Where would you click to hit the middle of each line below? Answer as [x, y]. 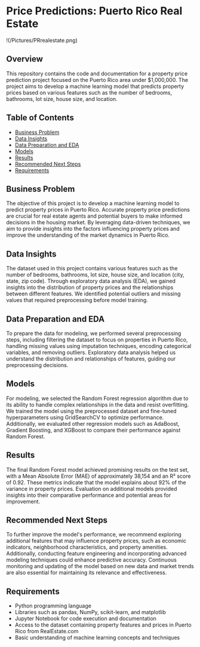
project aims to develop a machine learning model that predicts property [95, 86]
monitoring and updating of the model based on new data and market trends [100, 566]
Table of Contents [40, 118]
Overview [25, 59]
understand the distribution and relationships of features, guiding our [91, 359]
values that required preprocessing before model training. [77, 300]
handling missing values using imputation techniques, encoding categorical [99, 346]
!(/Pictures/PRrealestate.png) [42, 40]
